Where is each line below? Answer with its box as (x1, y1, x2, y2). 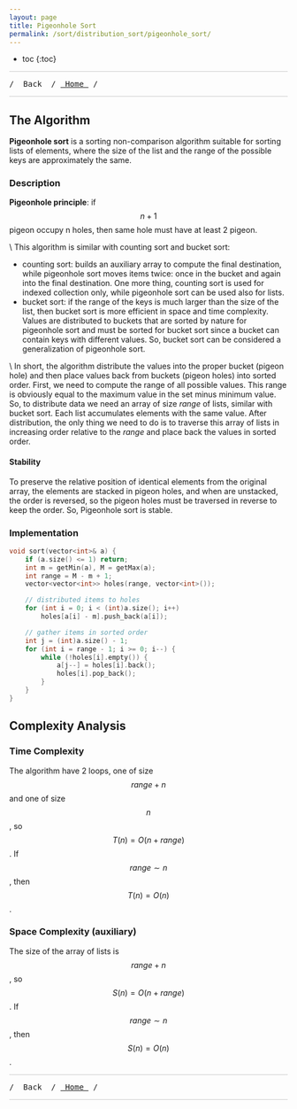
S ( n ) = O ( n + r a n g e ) (111, 987, 186, 997)
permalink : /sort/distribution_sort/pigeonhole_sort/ (9, 29, 212, 38)
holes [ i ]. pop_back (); (56, 670, 137, 679)
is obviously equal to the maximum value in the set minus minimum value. (9, 389, 277, 399)
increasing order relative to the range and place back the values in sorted (9, 427, 277, 438)
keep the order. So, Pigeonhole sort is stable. (9, 504, 173, 515)
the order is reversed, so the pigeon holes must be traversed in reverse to (9, 495, 278, 506)
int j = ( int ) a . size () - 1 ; (25, 636, 128, 645)
